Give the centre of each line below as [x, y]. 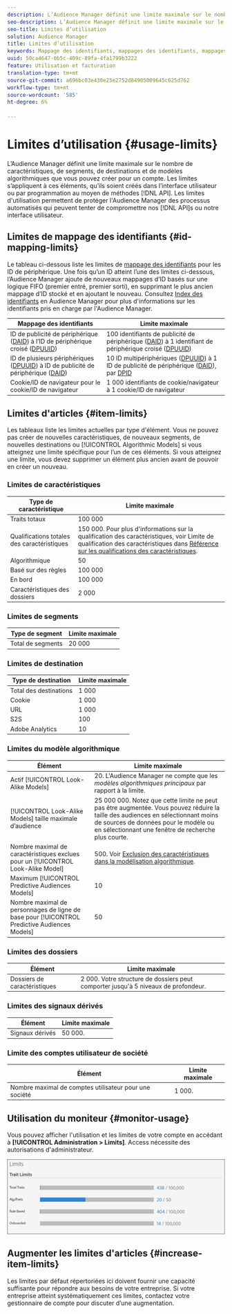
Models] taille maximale [44, 818]
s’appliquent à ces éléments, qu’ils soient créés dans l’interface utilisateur [112, 185]
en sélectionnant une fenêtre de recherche [155, 829]
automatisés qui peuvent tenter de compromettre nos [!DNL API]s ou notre [113, 207]
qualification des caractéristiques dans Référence [148, 544]
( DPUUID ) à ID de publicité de [52, 365]
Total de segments [37, 644]
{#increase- [176, 1253]
